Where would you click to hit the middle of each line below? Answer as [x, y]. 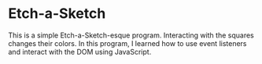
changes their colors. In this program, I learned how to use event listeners [127, 43]
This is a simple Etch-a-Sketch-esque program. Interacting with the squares [131, 35]
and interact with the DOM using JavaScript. [80, 52]
